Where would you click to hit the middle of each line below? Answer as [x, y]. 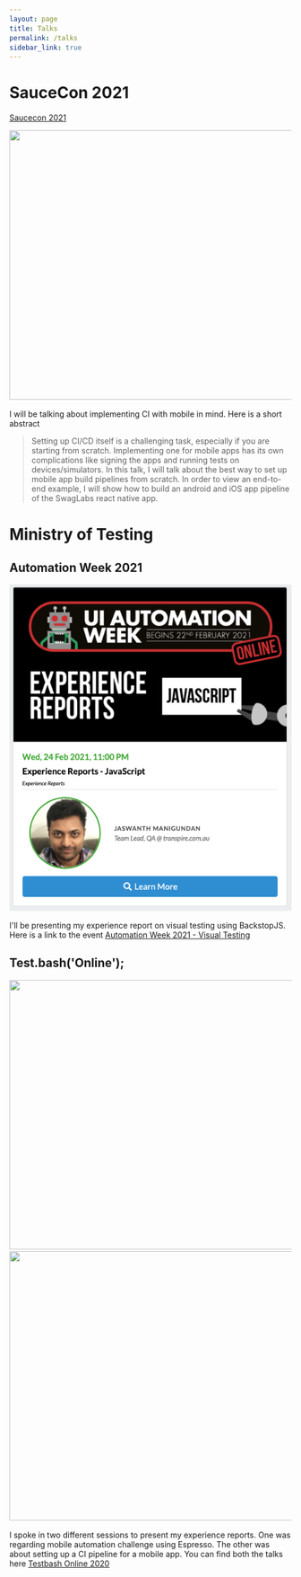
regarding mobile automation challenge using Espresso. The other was [140, 1544]
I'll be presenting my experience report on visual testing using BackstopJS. [148, 925]
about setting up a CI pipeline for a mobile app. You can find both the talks [146, 1554]
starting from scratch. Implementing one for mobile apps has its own [157, 451]
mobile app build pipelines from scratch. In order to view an [141, 480]
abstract [25, 424]
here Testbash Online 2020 [60, 1564]
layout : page [34, 19]
